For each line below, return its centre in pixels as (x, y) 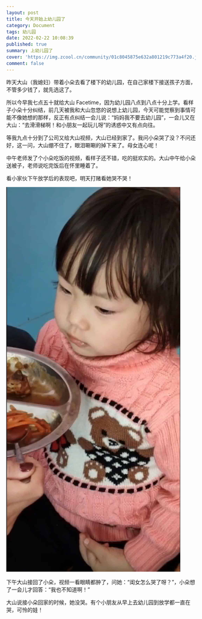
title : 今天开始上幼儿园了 (36, 19)
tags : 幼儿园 (21, 32)
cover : (14, 57)
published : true (26, 44)
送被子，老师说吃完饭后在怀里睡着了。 (54, 165)
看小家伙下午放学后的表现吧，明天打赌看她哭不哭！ (69, 178)
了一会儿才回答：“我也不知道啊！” (48, 590)
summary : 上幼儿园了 (29, 51)
